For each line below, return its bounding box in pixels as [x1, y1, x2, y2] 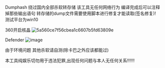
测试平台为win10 [5, 17, 38, 22]
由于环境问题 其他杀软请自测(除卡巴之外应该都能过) [5, 47, 109, 53]
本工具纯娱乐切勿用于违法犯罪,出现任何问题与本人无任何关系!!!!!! [5, 58, 135, 63]
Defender [5, 37, 25, 43]
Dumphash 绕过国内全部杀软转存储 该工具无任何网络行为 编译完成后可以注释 [5, 4, 160, 10]
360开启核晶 [5, 27, 31, 33]
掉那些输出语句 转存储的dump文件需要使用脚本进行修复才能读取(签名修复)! [5, 10, 156, 16]
